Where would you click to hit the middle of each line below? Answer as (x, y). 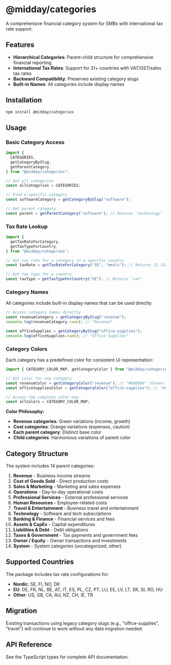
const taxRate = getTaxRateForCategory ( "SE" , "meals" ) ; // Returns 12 (82, 265)
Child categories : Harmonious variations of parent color (72, 438)
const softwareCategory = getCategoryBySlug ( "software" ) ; (68, 199)
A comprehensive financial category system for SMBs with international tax (84, 23)
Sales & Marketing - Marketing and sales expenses (67, 486)
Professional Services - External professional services (71, 498)
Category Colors (27, 349)
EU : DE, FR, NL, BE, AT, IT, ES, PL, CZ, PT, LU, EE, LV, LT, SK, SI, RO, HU (88, 589)
